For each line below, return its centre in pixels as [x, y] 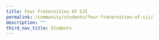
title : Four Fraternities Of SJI [47, 11]
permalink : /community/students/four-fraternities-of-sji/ [80, 17]
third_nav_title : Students [39, 28]
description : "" [26, 22]
